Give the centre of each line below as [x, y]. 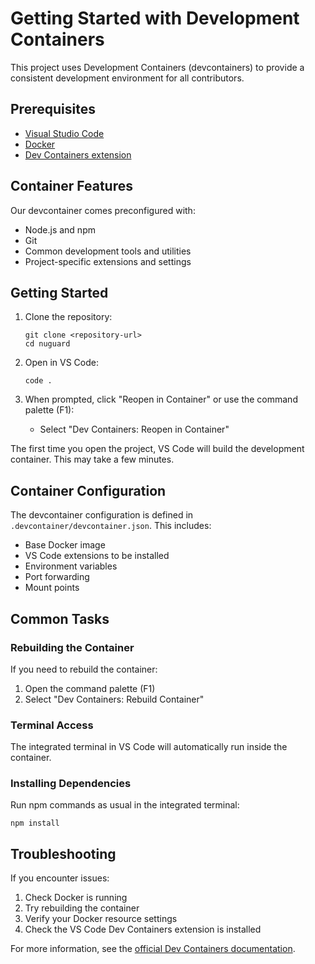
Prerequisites [53, 109]
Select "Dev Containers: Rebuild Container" [114, 699]
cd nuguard [47, 344]
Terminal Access [52, 725]
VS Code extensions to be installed [97, 556]
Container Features [71, 186]
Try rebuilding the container [82, 908]
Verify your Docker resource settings [101, 919]
